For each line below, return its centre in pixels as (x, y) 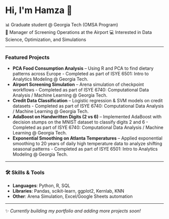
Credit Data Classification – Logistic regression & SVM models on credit (88, 101)
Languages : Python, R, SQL (41, 185)
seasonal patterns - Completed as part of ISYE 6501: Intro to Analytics (85, 149)
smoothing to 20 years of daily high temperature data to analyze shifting (87, 144)
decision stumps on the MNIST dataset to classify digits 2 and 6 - (80, 122)
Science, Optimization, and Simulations (46, 39)
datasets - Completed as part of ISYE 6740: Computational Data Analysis (88, 106)
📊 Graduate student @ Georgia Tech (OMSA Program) (62, 24)
